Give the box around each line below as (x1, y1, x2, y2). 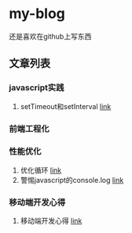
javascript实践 (9, 82, 64, 93)
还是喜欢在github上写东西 (9, 31, 92, 41)
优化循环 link (20, 166, 62, 175)
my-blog (9, 5, 66, 23)
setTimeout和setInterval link (20, 101, 112, 111)
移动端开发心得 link (20, 217, 82, 226)
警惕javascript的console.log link (20, 175, 124, 184)
